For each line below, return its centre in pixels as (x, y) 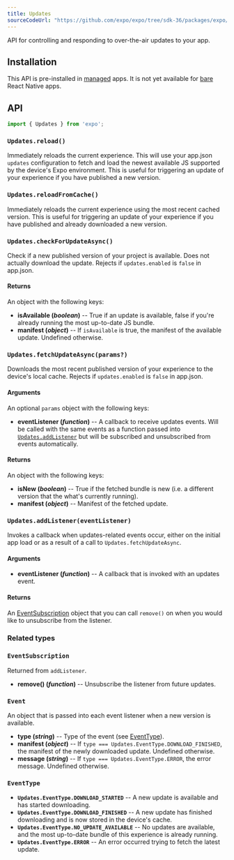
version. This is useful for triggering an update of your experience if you (110, 216)
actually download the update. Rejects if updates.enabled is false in (104, 263)
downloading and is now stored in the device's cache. (95, 820)
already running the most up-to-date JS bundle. (86, 323)
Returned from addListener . (47, 670)
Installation (32, 62)
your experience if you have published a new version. (84, 178)
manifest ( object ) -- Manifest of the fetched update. (93, 504)
